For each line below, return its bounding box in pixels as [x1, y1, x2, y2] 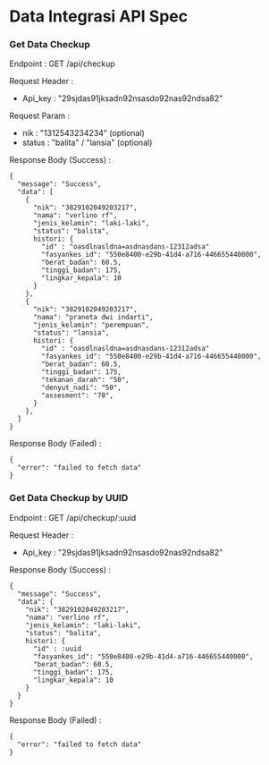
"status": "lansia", [32, 328, 110, 337]
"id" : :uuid [32, 644, 82, 653]
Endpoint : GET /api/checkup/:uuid [9, 512, 137, 523]
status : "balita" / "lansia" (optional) [21, 137, 153, 149]
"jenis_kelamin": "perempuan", [32, 320, 150, 330]
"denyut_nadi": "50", [41, 383, 122, 393]
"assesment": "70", [41, 391, 114, 400]
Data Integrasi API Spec [9, 6, 189, 27]
